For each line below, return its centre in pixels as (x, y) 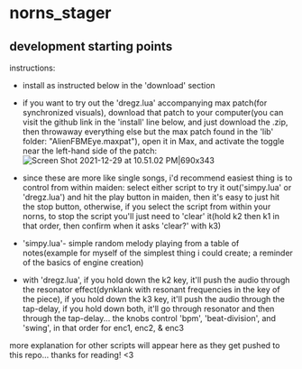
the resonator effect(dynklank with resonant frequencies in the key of (151, 290)
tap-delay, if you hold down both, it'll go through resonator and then (148, 309)
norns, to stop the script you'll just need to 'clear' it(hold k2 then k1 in (151, 216)
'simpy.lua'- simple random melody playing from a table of (131, 243)
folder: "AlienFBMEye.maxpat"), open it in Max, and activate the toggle (153, 141)
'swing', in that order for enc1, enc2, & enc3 (103, 328)
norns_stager (60, 13)
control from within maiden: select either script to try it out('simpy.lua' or (157, 187)
